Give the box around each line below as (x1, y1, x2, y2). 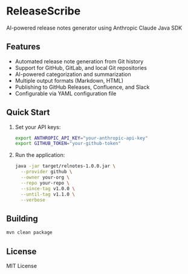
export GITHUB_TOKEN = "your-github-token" (15, 141, 122, 147)
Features (6, 42, 41, 52)
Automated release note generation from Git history (15, 57, 144, 65)
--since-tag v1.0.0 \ (21, 185, 76, 191)
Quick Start (6, 107, 50, 118)
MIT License (6, 262, 37, 269)
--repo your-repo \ (21, 180, 70, 186)
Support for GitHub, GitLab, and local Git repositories (15, 64, 147, 71)
